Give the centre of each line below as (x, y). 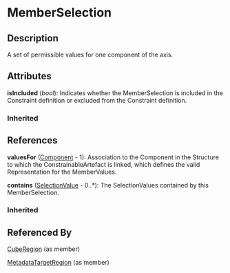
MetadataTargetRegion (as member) (59, 263)
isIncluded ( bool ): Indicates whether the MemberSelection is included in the (115, 93)
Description (33, 38)
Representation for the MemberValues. (62, 172)
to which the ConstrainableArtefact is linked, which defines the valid (104, 164)
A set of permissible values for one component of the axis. (90, 54)
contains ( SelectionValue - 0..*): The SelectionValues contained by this (108, 185)
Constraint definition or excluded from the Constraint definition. (97, 100)
